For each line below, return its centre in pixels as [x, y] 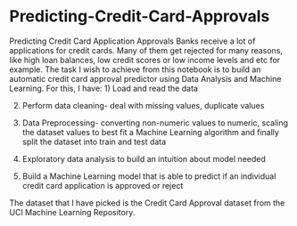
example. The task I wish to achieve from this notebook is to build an [135, 69]
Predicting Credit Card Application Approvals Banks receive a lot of [132, 41]
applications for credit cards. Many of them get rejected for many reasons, [146, 50]
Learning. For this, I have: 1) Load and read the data [104, 88]
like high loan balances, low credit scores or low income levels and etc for [145, 60]
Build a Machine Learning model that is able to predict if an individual [149, 176]
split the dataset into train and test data [94, 141]
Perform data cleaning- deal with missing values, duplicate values [143, 105]
